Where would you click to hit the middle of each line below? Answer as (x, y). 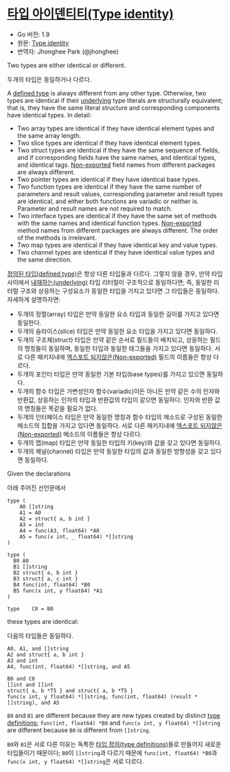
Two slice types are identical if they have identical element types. (110, 143)
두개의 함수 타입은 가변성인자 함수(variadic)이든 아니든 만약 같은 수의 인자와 (118, 391)
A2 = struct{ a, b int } (55, 519)
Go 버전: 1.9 (33, 34)
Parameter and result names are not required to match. (95, 208)
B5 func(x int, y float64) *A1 (58, 591)
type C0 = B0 (30, 609)
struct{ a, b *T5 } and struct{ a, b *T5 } (70, 690)
